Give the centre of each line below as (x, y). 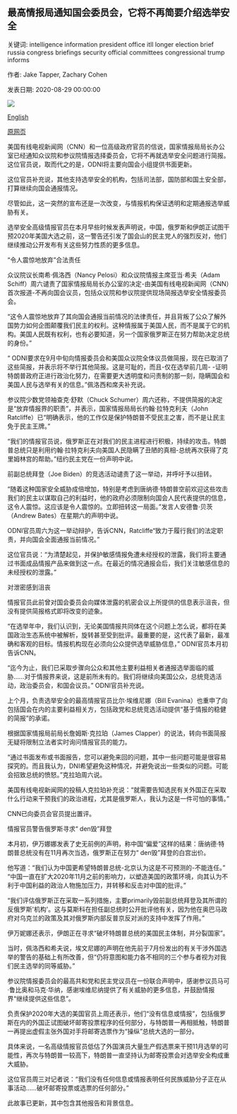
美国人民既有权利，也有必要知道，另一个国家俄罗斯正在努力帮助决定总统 (124, 334)
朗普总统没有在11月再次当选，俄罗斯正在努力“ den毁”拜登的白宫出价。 (109, 852)
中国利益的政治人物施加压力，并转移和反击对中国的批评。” (103, 885)
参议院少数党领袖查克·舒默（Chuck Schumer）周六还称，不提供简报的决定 (115, 399)
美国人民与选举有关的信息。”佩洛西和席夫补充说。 (78, 384)
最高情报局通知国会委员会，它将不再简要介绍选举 (114, 13)
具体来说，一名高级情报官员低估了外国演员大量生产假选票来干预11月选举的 (115, 1046)
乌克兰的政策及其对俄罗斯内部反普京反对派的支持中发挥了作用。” (112, 918)
